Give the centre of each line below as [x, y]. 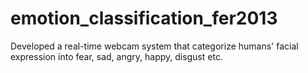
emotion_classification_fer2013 [144, 18]
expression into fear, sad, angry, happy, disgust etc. [116, 56]
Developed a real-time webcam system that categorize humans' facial [154, 46]
